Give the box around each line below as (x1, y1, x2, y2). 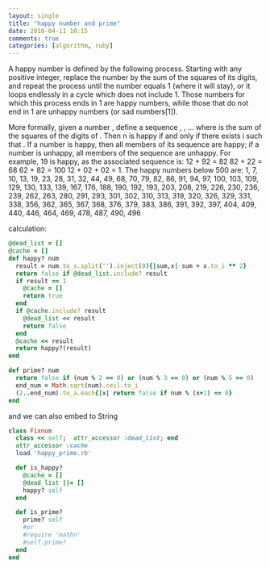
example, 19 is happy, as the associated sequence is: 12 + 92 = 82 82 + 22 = (8, 157, 263, 166)
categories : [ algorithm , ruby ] (8, 42, 114, 50)
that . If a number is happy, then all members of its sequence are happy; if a (8, 140, 260, 149)
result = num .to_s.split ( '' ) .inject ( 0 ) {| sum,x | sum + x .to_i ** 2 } (15, 261, 247, 270)
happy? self (23, 486, 63, 495)
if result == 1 (15, 277, 67, 285)
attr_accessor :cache (15, 441, 89, 450)
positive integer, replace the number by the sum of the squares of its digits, (8, 73, 258, 82)
